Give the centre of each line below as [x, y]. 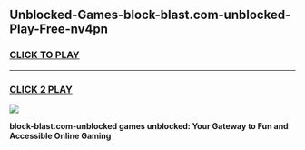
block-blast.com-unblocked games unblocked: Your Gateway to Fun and [149, 125]
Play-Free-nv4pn [59, 30]
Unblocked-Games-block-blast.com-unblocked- [150, 15]
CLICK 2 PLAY [41, 89]
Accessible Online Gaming [60, 135]
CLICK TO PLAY [44, 55]
